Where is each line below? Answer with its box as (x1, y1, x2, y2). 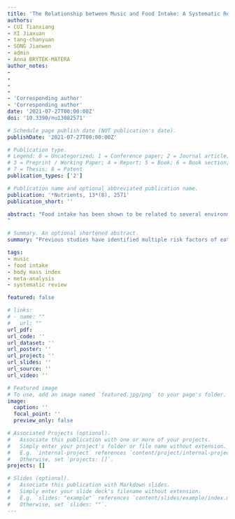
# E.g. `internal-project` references (7, 449, 127, 456)
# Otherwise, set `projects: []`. (7, 456, 114, 463)
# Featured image (7, 385, 58, 392)
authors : (7, 17, 33, 24)
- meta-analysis (7, 275, 55, 282)
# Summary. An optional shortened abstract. (7, 230, 139, 237)
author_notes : (7, 62, 49, 69)
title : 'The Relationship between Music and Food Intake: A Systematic (7, 10, 220, 18)
